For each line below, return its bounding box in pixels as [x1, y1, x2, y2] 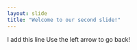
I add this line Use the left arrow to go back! [7, 35, 130, 43]
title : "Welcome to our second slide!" [7, 16, 121, 23]
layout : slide [7, 10, 48, 17]
